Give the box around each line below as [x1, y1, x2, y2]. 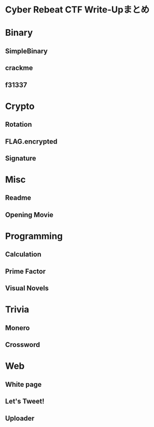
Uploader [5, 414, 35, 423]
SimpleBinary [5, 47, 48, 55]
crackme [5, 64, 33, 72]
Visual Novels [5, 284, 49, 293]
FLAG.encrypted [5, 137, 58, 146]
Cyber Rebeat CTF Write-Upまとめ [5, 4, 150, 15]
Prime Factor [5, 267, 46, 275]
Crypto [5, 100, 35, 112]
